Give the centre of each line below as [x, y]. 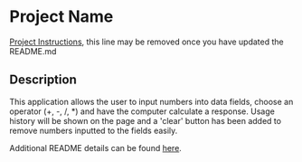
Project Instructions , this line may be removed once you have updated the [146, 42]
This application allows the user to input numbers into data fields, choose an [151, 101]
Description [43, 80]
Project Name [61, 17]
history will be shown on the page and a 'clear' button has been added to [146, 120]
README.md [33, 51]
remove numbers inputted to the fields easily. [94, 130]
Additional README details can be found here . [96, 148]
